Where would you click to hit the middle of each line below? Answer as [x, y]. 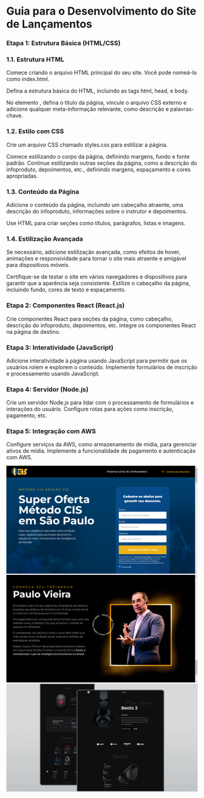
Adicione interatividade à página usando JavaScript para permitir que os [97, 361]
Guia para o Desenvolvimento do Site [101, 11]
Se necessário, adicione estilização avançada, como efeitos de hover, [93, 252]
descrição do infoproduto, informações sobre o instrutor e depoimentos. [97, 211]
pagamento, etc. [27, 415]
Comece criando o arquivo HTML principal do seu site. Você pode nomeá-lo [102, 73]
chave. [15, 116]
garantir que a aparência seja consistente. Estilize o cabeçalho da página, [98, 283]
